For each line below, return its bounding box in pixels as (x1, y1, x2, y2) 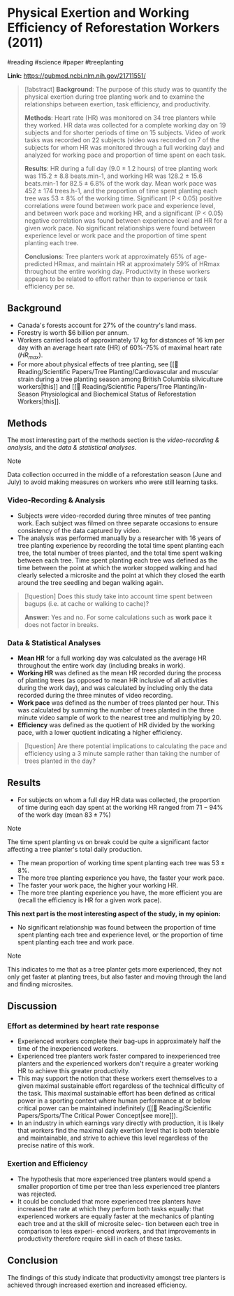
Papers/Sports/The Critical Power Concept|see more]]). (17, 1112, 178, 1120)
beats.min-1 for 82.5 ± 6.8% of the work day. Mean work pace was (24, 179, 217, 187)
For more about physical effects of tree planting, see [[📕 (17, 359, 179, 368)
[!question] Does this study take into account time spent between (24, 592, 213, 600)
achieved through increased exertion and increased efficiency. (7, 1281, 187, 1289)
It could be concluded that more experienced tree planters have (17, 1197, 201, 1206)
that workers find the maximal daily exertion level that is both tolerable (17, 1126, 220, 1135)
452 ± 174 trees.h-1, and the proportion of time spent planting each (24, 186, 218, 195)
